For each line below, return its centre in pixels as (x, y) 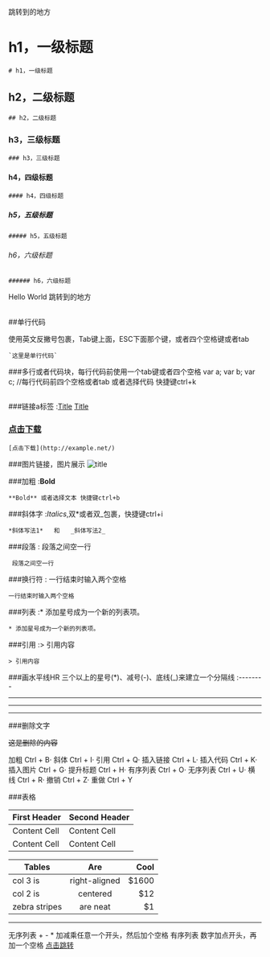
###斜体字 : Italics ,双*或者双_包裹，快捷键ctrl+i (86, 514)
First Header (37, 817)
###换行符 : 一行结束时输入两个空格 (67, 579)
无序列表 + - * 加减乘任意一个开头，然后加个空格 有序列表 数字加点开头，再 (133, 934)
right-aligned (95, 881)
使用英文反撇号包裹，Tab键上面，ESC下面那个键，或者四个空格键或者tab (129, 339)
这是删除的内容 (33, 742)
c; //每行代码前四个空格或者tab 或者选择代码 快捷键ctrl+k (102, 381)
